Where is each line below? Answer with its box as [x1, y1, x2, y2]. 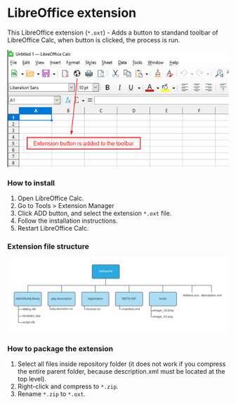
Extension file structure [7, 242, 90, 252]
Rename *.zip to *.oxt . [17, 390, 86, 398]
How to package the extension [7, 343, 114, 353]
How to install [7, 178, 55, 188]
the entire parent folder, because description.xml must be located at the [17, 367, 225, 376]
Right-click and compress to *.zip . [17, 382, 119, 391]
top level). [17, 375, 47, 384]
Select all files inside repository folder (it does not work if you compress [17, 360, 226, 368]
